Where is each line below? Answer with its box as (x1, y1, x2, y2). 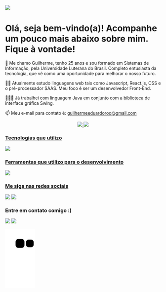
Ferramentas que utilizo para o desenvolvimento (5, 159, 124, 166)
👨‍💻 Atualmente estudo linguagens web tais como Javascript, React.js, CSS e (5, 80, 161, 86)
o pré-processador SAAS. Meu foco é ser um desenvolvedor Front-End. (5, 85, 152, 91)
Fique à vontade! (5, 44, 76, 55)
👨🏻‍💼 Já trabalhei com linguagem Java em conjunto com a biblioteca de (5, 95, 150, 101)
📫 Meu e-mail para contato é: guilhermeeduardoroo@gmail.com (5, 110, 137, 116)
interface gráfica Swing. (5, 100, 54, 106)
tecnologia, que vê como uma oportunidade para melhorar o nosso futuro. (5, 70, 156, 76)
